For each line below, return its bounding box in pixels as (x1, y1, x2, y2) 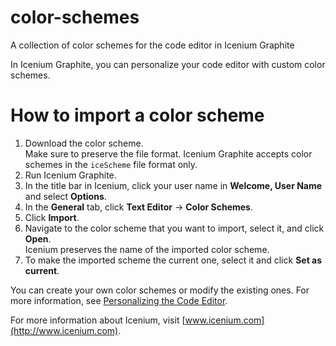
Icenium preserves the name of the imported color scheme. (24, 243, 270, 255)
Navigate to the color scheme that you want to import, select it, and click (24, 222, 325, 234)
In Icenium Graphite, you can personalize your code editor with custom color (10, 58, 326, 70)
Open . (24, 232, 52, 245)
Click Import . (24, 211, 80, 223)
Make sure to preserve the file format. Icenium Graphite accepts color (24, 147, 313, 160)
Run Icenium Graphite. (24, 169, 117, 181)
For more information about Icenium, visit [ (10, 314, 186, 326)
